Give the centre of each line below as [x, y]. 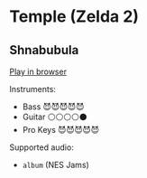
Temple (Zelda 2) [74, 17]
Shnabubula [44, 50]
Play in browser [38, 71]
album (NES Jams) [56, 165]
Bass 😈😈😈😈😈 [53, 107]
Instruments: [33, 89]
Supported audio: [41, 147]
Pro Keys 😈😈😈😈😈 [61, 130]
